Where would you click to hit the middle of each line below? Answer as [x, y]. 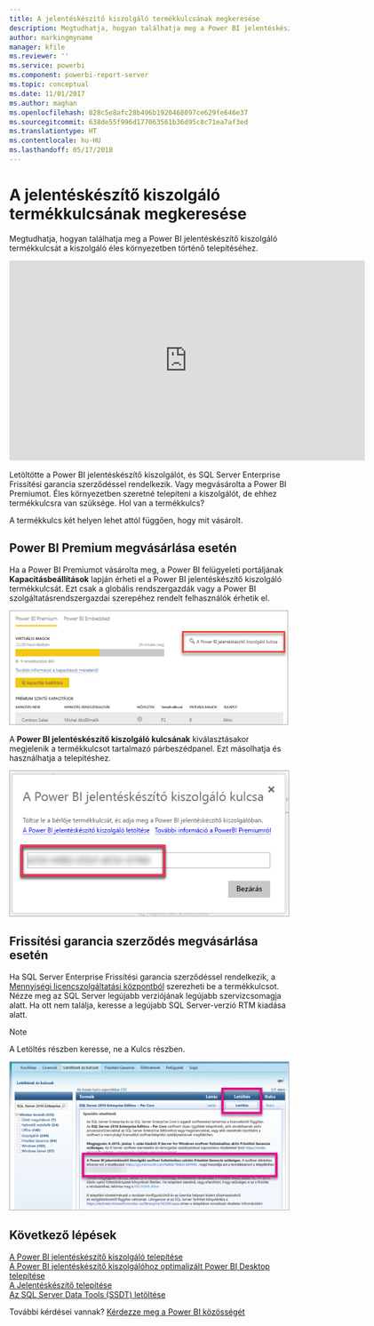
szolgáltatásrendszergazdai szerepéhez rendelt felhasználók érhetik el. [139, 598]
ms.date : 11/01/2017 [48, 93]
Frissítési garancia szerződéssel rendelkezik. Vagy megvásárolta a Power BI [148, 483]
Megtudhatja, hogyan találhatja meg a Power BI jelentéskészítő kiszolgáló [143, 238]
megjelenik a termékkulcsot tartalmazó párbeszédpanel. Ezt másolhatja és [145, 748]
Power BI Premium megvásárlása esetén [123, 548]
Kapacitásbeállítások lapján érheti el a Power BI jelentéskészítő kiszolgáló [146, 579]
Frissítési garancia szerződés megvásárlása [134, 942]
